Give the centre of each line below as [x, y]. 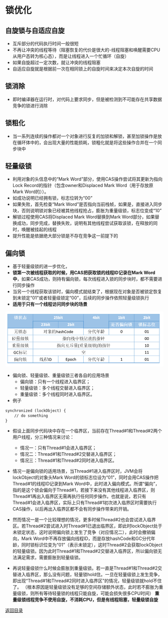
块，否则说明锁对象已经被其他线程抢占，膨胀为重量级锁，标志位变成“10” [87, 211]
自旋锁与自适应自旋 [35, 30]
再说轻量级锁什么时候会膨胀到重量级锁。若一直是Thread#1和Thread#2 [85, 568]
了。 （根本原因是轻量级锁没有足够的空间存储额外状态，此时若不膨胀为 [86, 587]
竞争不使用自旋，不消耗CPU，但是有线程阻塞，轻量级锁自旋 [96, 600]
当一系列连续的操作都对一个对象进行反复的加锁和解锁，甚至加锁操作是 [85, 136]
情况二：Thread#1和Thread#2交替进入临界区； [68, 454]
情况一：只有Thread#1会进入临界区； [58, 448]
